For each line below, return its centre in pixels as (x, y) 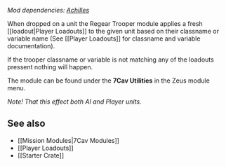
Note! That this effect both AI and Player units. (74, 102)
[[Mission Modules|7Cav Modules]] (68, 140)
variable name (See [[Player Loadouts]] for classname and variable (104, 39)
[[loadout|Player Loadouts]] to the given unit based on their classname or (113, 31)
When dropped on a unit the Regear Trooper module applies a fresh (105, 23)
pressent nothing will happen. (50, 67)
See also (26, 124)
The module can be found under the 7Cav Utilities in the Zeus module (109, 81)
